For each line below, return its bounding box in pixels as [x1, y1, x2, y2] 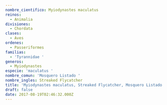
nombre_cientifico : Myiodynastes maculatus [5, 7, 99, 13]
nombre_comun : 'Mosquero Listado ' [5, 73, 81, 78]
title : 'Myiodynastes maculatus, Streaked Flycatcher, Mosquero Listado [5, 82, 162, 87]
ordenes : [5, 40, 24, 45]
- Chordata [10, 26, 33, 31]
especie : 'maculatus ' [5, 69, 53, 74]
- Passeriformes [10, 45, 44, 50]
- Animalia [10, 17, 33, 22]
